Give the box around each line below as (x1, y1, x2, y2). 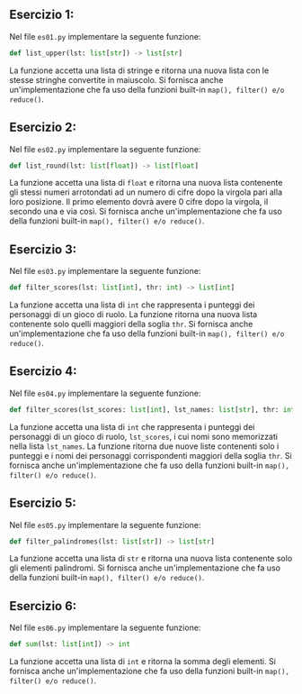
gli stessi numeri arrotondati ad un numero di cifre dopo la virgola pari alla (9, 187, 283, 197)
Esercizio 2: (9, 120, 76, 135)
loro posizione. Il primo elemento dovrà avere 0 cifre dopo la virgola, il (9, 196, 269, 207)
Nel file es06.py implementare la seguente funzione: (9, 622, 201, 634)
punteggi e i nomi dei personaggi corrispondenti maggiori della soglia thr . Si (9, 450, 292, 461)
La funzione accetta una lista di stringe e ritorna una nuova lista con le (9, 65, 270, 76)
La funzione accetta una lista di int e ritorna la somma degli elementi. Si (9, 656, 277, 667)
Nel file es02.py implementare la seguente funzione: (9, 143, 201, 154)
